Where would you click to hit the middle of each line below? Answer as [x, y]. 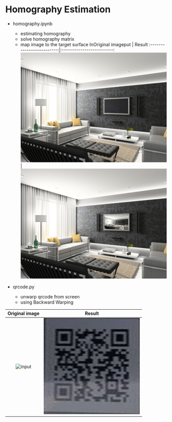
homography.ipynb [33, 24]
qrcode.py [24, 287]
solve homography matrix [47, 39]
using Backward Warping [47, 302]
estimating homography [45, 33]
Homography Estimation [58, 9]
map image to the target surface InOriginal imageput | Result [84, 44]
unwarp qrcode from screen [50, 296]
